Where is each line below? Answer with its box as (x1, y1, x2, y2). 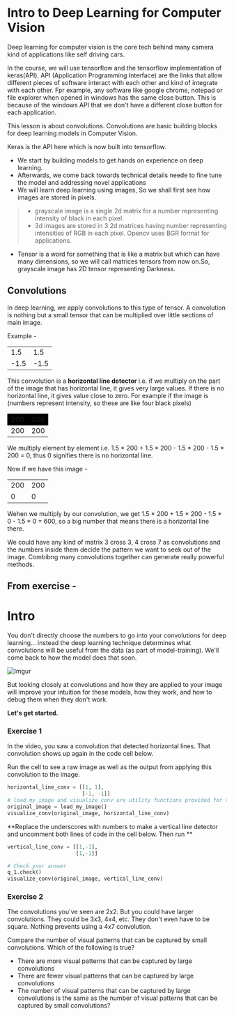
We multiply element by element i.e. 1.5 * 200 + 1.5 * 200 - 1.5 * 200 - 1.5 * (7, 443, 225, 452)
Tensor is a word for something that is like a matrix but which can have (17, 250, 221, 258)
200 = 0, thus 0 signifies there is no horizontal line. (7, 451, 153, 460)
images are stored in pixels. (17, 193, 97, 202)
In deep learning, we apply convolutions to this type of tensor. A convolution (7, 303, 226, 312)
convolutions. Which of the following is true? (7, 943, 135, 952)
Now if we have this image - (7, 464, 88, 473)
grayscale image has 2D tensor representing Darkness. (17, 264, 176, 273)
